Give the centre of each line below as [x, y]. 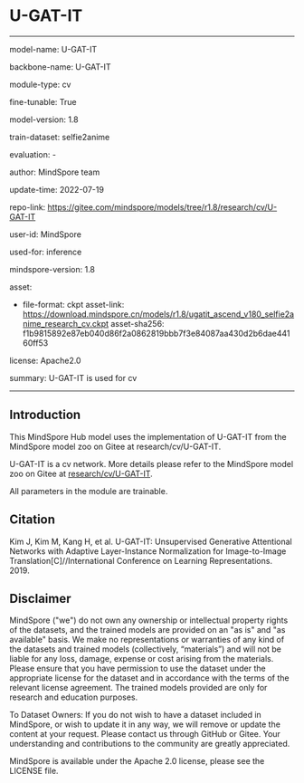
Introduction [45, 415]
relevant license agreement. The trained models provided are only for [138, 688]
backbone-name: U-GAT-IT [60, 67]
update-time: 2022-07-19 [57, 189]
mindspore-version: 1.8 [52, 269]
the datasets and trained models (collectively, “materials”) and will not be [146, 649]
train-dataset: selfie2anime [60, 137]
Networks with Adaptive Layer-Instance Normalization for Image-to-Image [148, 551]
